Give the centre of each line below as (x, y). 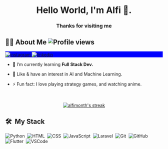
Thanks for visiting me (84, 26)
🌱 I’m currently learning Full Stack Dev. (53, 64)
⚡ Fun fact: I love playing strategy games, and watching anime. (77, 84)
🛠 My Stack (25, 121)
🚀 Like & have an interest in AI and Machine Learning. (67, 74)
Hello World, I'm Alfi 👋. (84, 10)
